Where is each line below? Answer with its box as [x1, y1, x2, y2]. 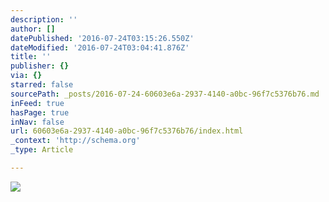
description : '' [10, 14, 78, 25]
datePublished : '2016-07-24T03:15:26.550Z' [10, 33, 195, 43]
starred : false [10, 80, 74, 90]
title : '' [10, 52, 52, 62]
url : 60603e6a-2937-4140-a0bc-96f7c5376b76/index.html [10, 126, 244, 136]
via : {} [10, 71, 43, 81]
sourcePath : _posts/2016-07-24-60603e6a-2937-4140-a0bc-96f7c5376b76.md [10, 89, 320, 99]
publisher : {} [10, 61, 70, 71]
